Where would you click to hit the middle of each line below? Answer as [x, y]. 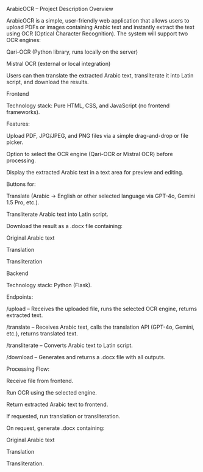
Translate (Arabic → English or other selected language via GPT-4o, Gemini [101, 196]
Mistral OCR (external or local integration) [59, 64]
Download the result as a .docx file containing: [65, 226]
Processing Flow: [28, 369]
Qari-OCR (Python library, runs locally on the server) [72, 52]
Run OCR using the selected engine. [52, 392]
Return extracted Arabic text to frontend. [57, 404]
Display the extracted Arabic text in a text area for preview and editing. [95, 172]
